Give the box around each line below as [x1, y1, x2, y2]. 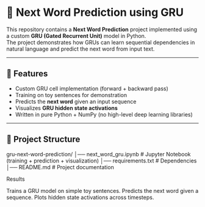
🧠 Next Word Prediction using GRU [6, 5, 184, 20]
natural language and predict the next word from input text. [6, 45, 155, 53]
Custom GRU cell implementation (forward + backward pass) [15, 85, 169, 92]
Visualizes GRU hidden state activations [15, 104, 118, 112]
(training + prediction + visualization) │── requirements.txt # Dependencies [6, 157, 197, 164]
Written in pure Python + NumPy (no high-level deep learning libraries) [15, 111, 193, 118]
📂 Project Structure [6, 134, 81, 145]
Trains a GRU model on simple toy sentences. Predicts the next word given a [6, 187, 199, 194]
